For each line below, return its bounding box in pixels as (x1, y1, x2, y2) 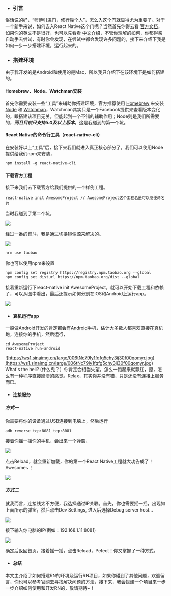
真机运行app (12, 313, 39, 319)
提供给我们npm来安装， (5, 151, 55, 156)
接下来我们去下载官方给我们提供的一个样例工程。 (5, 184, 108, 190)
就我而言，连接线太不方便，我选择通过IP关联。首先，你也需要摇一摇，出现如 (5, 500, 165, 506)
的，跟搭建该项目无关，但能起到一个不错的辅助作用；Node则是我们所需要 (5, 113, 159, 119)
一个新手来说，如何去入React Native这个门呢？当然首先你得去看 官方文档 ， (5, 23, 163, 30)
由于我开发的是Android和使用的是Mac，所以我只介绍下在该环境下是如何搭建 (5, 69, 165, 75)
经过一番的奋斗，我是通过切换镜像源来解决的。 (5, 231, 103, 237)
